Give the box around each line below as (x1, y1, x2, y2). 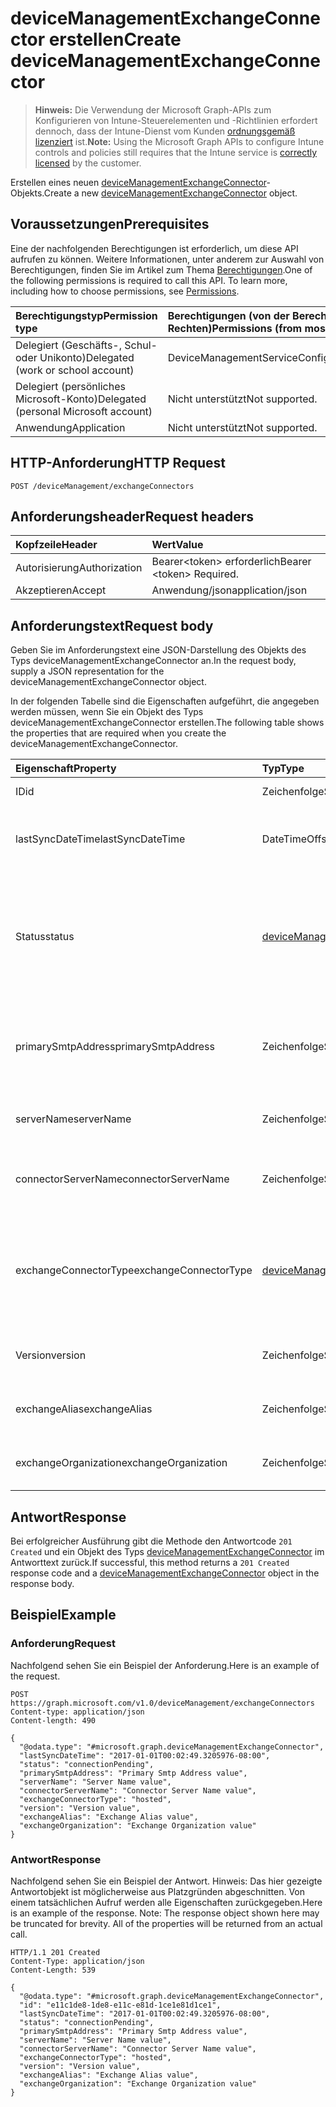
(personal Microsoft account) (15, 404, 153, 418)
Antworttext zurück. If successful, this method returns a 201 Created (10, 1557, 290, 1568)
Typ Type (261, 762, 305, 776)
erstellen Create (48, 28, 182, 51)
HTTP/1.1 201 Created (10, 1947, 101, 1957)
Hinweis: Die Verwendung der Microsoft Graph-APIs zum (34, 103, 272, 116)
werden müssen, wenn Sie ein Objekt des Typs (10, 706, 204, 718)
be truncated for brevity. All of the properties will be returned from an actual (10, 1917, 323, 1929)
